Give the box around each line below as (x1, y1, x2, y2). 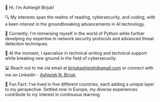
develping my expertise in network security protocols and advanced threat (5, 36, 154, 41)
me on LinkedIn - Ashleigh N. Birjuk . (5, 72, 77, 77)
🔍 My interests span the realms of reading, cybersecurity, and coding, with (5, 15, 156, 20)
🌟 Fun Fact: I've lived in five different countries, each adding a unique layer (5, 81, 154, 87)
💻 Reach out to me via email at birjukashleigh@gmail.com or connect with (5, 65, 154, 71)
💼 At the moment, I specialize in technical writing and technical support (5, 50, 147, 56)
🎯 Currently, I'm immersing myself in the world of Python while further (5, 30, 145, 36)
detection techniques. (5, 41, 48, 46)
